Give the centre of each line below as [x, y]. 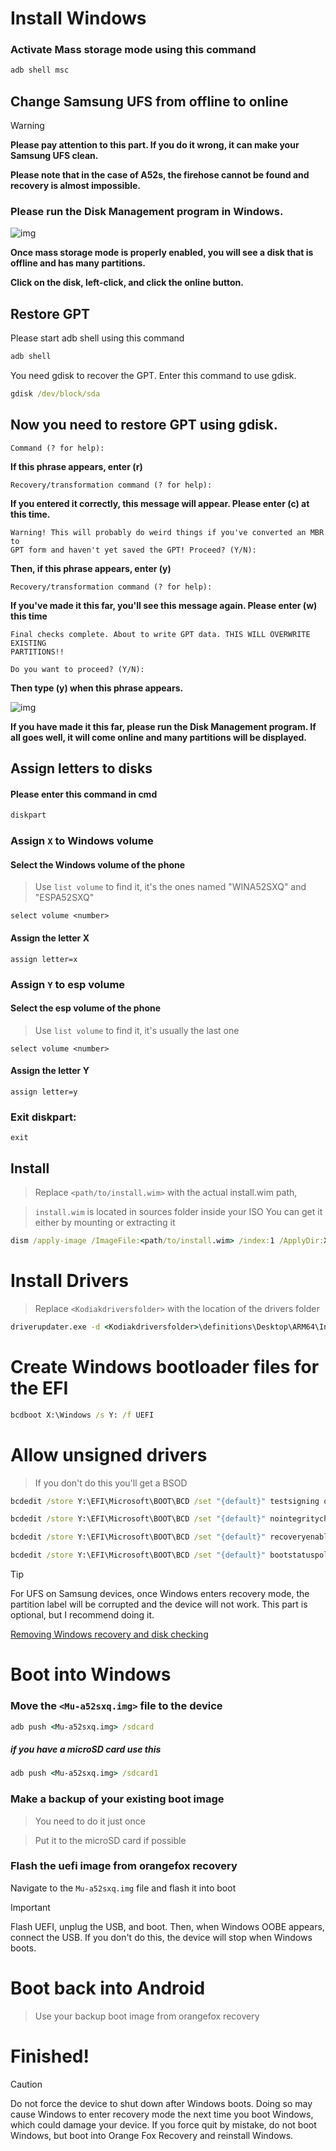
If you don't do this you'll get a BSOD [111, 1483]
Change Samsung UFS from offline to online [149, 101]
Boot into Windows [91, 1674]
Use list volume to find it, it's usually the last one [137, 1030]
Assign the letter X [50, 938]
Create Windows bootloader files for [165, 1366]
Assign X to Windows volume [82, 841]
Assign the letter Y [50, 1071]
